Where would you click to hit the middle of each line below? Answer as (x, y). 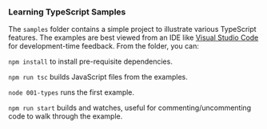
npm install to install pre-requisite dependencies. (91, 61)
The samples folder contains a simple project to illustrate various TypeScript (133, 29)
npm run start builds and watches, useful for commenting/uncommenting (130, 108)
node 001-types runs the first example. (71, 92)
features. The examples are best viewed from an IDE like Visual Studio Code (133, 37)
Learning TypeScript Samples (67, 12)
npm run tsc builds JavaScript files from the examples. (98, 77)
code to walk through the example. (66, 116)
